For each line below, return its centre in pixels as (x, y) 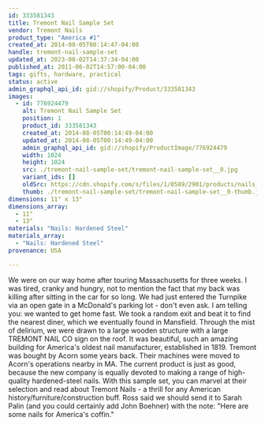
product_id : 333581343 (60, 126)
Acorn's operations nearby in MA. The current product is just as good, (122, 363)
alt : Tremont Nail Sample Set (72, 111)
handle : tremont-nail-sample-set (63, 52)
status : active (33, 81)
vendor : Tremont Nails (45, 30)
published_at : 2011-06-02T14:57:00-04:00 (77, 67)
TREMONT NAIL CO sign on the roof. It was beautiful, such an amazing (123, 338)
